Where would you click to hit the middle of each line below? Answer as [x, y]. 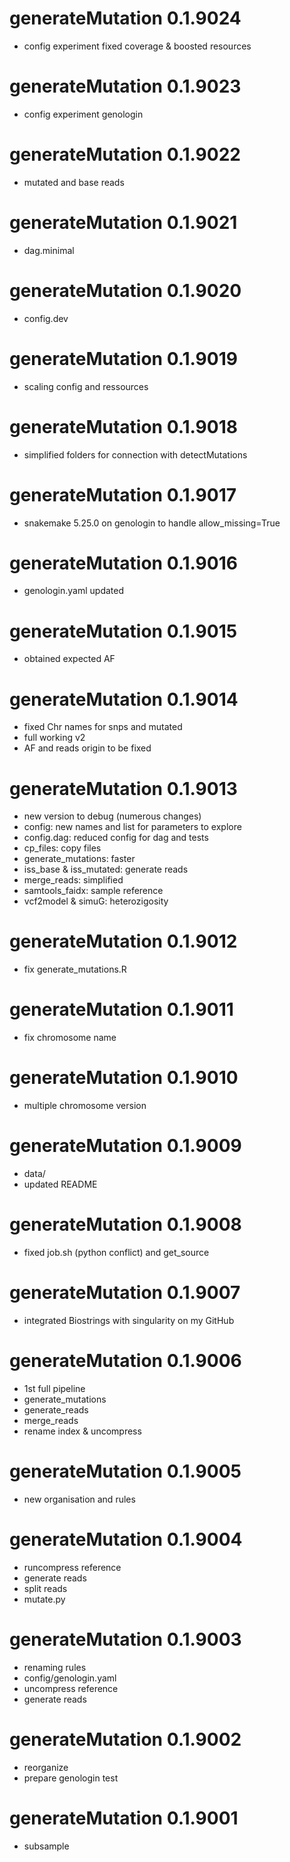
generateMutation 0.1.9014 [124, 699]
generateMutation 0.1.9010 [124, 1078]
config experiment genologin [83, 114]
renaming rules [55, 1667]
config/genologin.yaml [70, 1678]
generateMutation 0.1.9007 [125, 1293]
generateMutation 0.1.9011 [121, 1009]
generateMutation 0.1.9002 [125, 1739]
